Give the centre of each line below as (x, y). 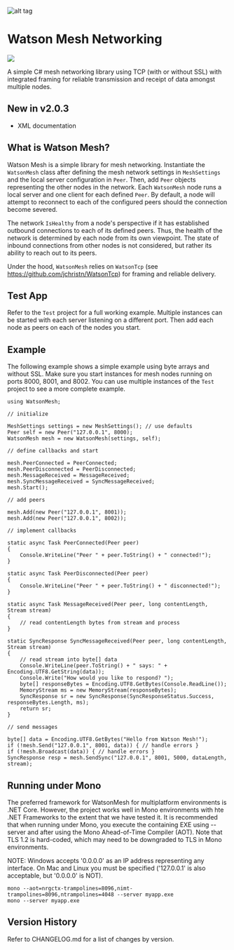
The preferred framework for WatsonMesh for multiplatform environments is (117, 802)
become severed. (33, 209)
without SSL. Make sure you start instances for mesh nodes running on (110, 374)
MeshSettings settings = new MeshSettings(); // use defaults (100, 427)
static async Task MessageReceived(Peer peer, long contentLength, (108, 604)
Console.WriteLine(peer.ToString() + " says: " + (94, 666)
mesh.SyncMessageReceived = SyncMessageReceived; (81, 482)
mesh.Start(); (28, 488)
